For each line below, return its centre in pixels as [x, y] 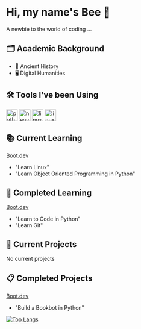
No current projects [31, 259]
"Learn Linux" [32, 168]
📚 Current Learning [44, 138]
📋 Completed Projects [49, 279]
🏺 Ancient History [37, 66]
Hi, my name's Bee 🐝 [58, 12]
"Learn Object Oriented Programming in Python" [75, 174]
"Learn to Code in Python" [48, 219]
